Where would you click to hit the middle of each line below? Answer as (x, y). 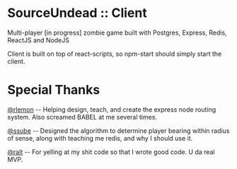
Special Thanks (54, 90)
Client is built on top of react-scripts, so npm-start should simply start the (115, 54)
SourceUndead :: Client (77, 13)
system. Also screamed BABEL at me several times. (82, 117)
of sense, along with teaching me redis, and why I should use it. (100, 138)
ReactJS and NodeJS (38, 40)
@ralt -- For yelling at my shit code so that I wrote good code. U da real (111, 152)
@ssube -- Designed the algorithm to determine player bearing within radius (118, 130)
